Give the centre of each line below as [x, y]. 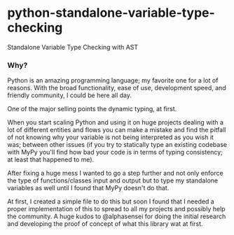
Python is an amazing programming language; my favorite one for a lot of [113, 80]
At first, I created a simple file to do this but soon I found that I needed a [111, 201]
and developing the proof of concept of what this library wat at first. [105, 224]
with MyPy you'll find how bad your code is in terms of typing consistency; [115, 152]
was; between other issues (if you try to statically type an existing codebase [117, 145]
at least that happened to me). [51, 159]
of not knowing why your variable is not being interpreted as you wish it [110, 137]
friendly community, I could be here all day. [69, 95]
